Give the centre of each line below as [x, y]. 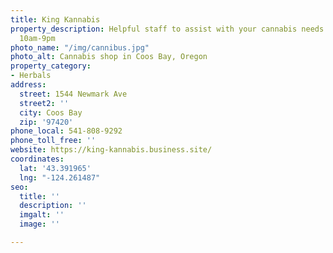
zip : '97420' [46, 122]
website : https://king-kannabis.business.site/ [111, 150]
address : [28, 85]
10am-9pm [37, 38]
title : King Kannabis [55, 19]
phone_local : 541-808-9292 [66, 131]
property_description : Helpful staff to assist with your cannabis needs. [169, 29]
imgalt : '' [42, 215]
